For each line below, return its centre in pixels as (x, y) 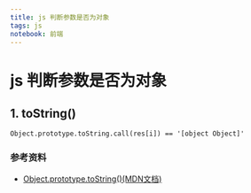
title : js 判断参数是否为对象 (60, 17)
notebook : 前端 (37, 34)
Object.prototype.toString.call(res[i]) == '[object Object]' (127, 134)
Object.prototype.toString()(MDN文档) (92, 179)
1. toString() (43, 113)
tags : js (26, 26)
